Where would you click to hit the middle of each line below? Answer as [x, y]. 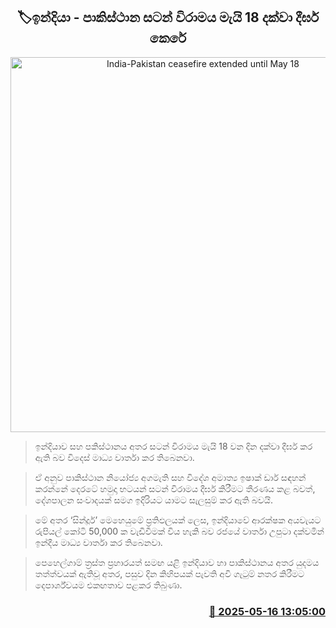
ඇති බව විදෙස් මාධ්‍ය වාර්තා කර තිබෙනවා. [114, 457]
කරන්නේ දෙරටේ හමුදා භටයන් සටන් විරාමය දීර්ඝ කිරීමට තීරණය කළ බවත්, [175, 488]
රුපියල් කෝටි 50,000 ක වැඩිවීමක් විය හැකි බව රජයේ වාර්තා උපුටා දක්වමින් [179, 531]
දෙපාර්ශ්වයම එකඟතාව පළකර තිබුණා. [108, 585]
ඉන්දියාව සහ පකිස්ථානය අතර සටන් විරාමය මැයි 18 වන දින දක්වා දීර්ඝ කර [173, 446]
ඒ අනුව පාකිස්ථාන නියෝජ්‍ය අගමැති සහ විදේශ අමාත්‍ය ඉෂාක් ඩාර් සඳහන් [170, 477]
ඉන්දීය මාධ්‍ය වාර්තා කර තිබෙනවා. [98, 542]
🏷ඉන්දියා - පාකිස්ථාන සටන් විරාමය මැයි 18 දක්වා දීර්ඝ [168, 17]
